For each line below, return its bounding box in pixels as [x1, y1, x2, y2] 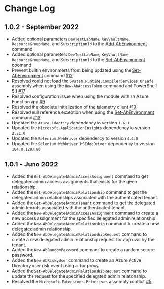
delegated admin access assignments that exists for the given [11, 178, 137, 184]
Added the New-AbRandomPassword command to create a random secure [11, 247, 155, 252]
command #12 [44, 73, 73, 78]
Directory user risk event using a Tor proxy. [11, 262, 99, 268]
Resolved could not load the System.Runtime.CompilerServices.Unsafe [11, 78, 154, 83]
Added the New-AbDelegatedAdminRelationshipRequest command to [11, 231, 147, 237]
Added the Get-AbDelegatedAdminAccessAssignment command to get [11, 173, 148, 179]
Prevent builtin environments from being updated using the [11, 67, 131, 73]
